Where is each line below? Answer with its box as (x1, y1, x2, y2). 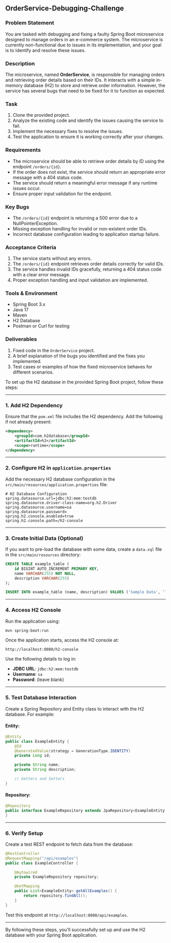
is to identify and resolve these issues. (5, 47, 86, 53)
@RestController (5, 851, 40, 856)
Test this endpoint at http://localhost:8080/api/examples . (5, 912, 128, 918)
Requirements (5, 146, 41, 153)
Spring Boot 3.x (12, 301, 46, 307)
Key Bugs (5, 203, 30, 211)
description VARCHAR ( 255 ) (14, 575, 70, 581)
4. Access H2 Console (5, 607, 61, 614)
